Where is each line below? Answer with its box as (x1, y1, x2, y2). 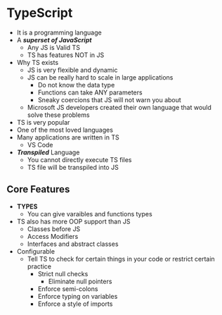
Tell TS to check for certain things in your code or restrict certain (27, 254, 215, 263)
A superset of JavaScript (16, 35, 92, 44)
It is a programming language (16, 28, 103, 37)
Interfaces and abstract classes (27, 240, 119, 248)
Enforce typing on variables (37, 292, 118, 300)
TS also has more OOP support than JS (16, 217, 131, 226)
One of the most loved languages (16, 125, 114, 134)
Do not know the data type (37, 80, 115, 89)
